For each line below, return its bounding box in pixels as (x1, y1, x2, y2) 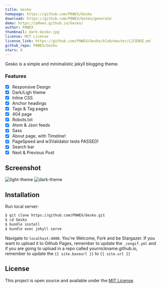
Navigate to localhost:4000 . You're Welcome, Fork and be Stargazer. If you (5, 235, 155, 241)
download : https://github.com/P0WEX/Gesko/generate (5, 16, 112, 21)
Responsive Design (12, 84, 51, 90)
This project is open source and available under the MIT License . (5, 277, 135, 283)
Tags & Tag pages (12, 106, 48, 112)
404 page (12, 111, 32, 117)
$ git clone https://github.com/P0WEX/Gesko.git (5, 213, 105, 218)
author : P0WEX (5, 25, 34, 30)
